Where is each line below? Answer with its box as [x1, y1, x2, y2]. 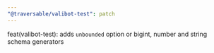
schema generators [7, 37, 64, 46]
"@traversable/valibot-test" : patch [7, 10, 115, 18]
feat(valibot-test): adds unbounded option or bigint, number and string [7, 30, 208, 38]
